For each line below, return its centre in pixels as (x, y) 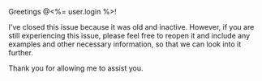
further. (21, 53)
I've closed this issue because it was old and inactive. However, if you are (131, 27)
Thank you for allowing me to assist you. (76, 68)
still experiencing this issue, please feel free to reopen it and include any (129, 36)
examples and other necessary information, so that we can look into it (125, 44)
